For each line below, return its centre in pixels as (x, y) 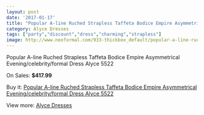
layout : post (23, 12)
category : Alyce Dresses (38, 29)
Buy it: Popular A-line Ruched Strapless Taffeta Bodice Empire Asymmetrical (102, 87)
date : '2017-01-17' (31, 18)
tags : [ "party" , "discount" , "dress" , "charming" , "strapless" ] (84, 34)
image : (15, 40)
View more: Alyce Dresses (39, 105)
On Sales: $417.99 (29, 75)
